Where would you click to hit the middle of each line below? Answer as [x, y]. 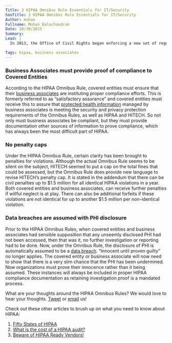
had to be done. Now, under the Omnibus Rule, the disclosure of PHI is [80, 245]
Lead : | [14, 39]
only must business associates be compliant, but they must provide [76, 120]
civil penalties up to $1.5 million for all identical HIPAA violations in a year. [82, 183]
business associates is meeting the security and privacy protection [76, 109]
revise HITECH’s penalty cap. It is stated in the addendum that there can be [85, 177]
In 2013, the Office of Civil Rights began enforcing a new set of [83, 43]
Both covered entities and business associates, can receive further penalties [86, 188]
